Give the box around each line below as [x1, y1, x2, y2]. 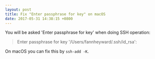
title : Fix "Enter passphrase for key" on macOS [5, 12, 106, 17]
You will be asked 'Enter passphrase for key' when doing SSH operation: [5, 30, 151, 36]
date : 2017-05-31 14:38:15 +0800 [5, 16, 73, 21]
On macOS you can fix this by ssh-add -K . [5, 48, 89, 54]
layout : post [5, 7, 32, 12]
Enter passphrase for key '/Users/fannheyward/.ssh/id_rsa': [17, 39, 137, 45]
